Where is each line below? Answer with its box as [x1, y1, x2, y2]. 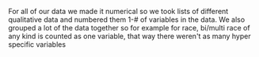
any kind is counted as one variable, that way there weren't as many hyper [8, 31, 251, 41]
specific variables [8, 40, 66, 49]
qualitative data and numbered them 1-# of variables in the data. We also [8, 15, 246, 24]
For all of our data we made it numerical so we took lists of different [8, 7, 229, 16]
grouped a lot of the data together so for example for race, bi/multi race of [8, 23, 251, 32]
